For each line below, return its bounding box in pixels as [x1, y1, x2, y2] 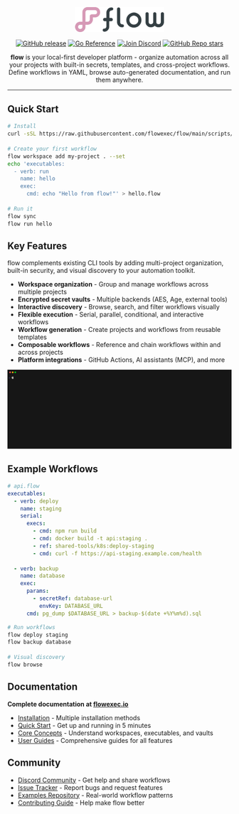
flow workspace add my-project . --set [7, 153, 126, 160]
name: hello [20, 175, 55, 183]
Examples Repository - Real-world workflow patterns [17, 791, 174, 799]
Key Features [7, 240, 68, 252]
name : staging [20, 505, 62, 512]
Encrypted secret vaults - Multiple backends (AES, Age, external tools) [17, 295, 228, 304]
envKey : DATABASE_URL [38, 602, 103, 609]
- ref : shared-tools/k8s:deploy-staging [33, 542, 154, 550]
